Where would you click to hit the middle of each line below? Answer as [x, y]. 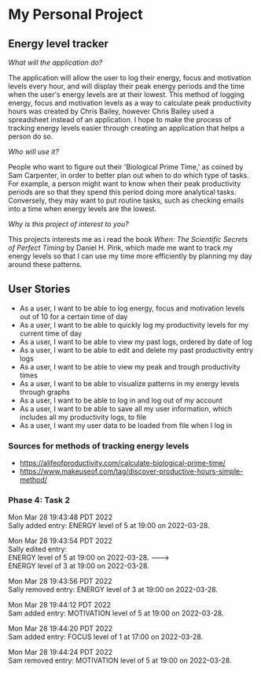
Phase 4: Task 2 [39, 500]
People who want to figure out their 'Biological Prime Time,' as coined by [126, 167]
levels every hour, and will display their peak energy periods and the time [127, 86]
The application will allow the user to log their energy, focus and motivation [130, 78]
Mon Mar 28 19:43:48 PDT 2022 [60, 517]
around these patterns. [45, 264]
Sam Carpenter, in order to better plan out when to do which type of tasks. [129, 175]
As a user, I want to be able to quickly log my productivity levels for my [134, 325]
